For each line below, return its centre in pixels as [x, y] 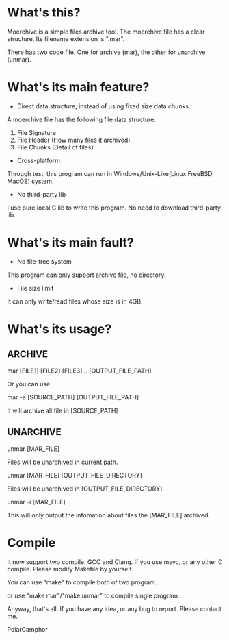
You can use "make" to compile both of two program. [82, 582]
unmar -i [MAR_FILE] [37, 502]
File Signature [37, 132]
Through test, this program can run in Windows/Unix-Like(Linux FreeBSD [110, 173]
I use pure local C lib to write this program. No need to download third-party [114, 208]
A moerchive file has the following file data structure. [81, 119]
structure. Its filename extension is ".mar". [66, 38]
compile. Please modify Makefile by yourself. [70, 569]
